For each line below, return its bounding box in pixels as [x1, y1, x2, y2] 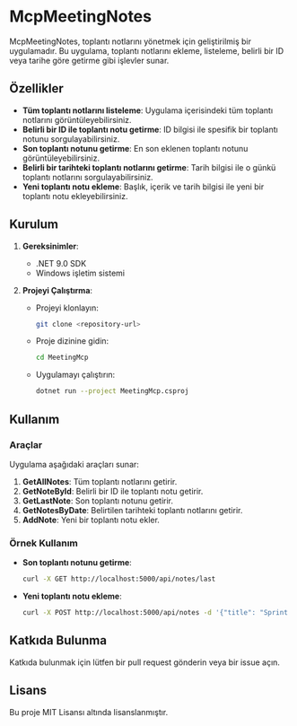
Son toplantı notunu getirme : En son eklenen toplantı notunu [22, 143, 249, 153]
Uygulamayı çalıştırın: [35, 370, 116, 380]
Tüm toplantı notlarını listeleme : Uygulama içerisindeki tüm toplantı [22, 105, 274, 116]
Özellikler [9, 81, 65, 96]
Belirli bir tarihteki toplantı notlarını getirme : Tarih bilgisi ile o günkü [22, 162, 276, 172]
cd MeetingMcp [35, 353, 89, 363]
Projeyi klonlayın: [35, 302, 99, 313]
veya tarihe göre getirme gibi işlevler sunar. [9, 55, 170, 66]
